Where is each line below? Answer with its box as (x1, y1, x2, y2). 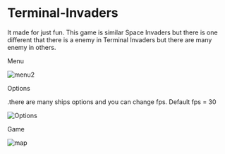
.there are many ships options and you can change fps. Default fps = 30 (7, 97, 217, 106)
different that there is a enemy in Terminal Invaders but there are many (7, 35, 212, 44)
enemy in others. (7, 43, 56, 51)
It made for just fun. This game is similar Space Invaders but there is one (7, 28, 218, 37)
